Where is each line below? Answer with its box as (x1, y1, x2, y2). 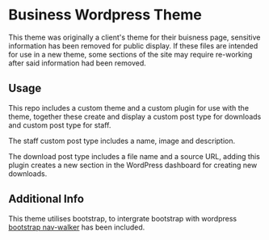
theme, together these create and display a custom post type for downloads (8, 112, 262, 121)
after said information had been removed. (8, 58, 147, 68)
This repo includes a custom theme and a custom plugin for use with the (8, 103, 249, 112)
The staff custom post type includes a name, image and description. (8, 136, 236, 145)
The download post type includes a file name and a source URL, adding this (8, 151, 260, 161)
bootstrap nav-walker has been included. (8, 222, 145, 232)
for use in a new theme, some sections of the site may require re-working (8, 49, 253, 59)
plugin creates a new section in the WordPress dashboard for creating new (8, 160, 258, 170)
